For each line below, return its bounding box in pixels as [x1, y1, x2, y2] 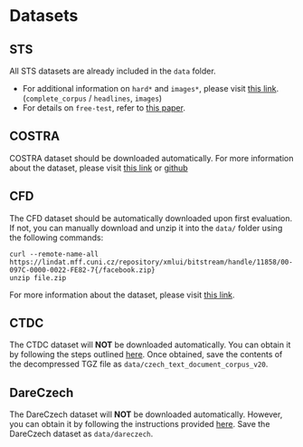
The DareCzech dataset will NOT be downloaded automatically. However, [9, 409, 283, 420]
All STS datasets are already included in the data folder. [9, 65, 216, 76]
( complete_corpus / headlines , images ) [22, 92, 163, 103]
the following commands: [9, 232, 104, 243]
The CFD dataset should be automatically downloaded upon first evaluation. [9, 212, 293, 223]
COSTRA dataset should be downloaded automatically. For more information [9, 152, 294, 163]
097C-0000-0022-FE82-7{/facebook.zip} [9, 265, 156, 275]
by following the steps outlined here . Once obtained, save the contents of [9, 349, 283, 360]
